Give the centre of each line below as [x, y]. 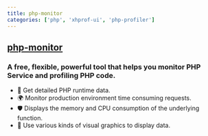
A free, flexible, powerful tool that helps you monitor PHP [104, 67]
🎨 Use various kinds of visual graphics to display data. [93, 125]
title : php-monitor [35, 13]
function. [30, 118]
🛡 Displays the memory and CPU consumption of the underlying [108, 108]
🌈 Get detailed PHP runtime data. [64, 90]
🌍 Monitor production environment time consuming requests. [104, 98]
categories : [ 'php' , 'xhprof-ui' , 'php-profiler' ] [81, 20]
